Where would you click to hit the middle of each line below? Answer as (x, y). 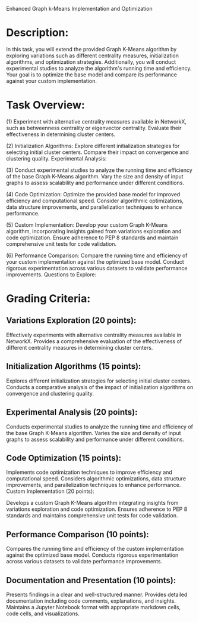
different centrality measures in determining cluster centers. (80, 347)
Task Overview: (45, 105)
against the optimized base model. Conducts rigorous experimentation (92, 555)
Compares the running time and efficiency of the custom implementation (95, 549)
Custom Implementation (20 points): (50, 491)
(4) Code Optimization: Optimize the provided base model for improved (93, 194)
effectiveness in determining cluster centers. (61, 134)
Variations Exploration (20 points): (71, 321)
